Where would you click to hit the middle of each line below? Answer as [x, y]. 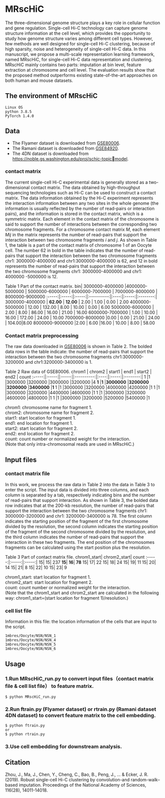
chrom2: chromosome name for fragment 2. [50, 413]
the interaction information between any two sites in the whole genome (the [82, 203]
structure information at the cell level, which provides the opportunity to [78, 33]
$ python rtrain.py [25, 734]
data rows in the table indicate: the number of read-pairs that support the [79, 352]
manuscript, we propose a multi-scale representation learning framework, [80, 54]
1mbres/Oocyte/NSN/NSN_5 [31, 645]
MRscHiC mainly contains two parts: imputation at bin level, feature [73, 65]
